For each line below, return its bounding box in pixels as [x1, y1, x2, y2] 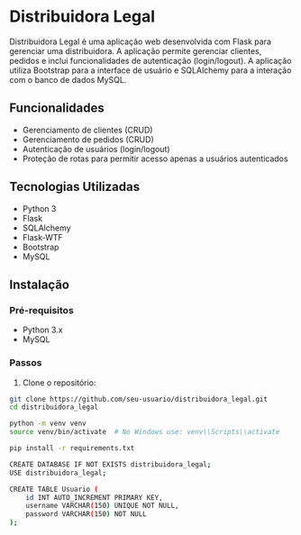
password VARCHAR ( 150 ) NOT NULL [25, 510, 147, 519]
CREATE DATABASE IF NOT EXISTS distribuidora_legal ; [9, 459, 212, 469]
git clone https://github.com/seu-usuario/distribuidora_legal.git [9, 394, 269, 404]
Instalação [9, 277, 70, 292]
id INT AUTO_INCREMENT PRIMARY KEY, [25, 493, 164, 502]
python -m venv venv [9, 419, 87, 429]
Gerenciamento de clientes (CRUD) [22, 124, 153, 135]
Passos [9, 357, 42, 369]
